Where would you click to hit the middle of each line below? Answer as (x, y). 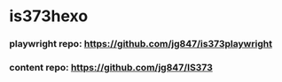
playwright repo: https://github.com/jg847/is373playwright (141, 44)
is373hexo (49, 16)
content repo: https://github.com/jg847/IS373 (111, 68)
